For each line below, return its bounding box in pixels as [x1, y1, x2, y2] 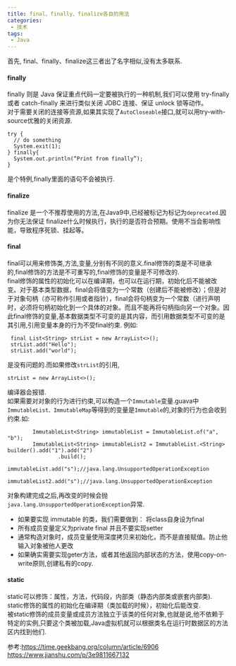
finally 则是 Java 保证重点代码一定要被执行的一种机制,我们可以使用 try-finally [7, 90, 230, 99]
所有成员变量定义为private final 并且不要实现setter [17, 523, 163, 532]
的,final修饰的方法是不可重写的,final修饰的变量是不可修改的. [7, 268, 180, 276]
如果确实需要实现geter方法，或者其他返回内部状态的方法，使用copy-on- [17, 550, 227, 559]
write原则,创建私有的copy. [17, 559, 94, 567]
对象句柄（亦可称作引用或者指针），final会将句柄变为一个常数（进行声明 [13, 294, 221, 302]
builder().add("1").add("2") [7, 446, 93, 454]
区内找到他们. [7, 627, 47, 636]
